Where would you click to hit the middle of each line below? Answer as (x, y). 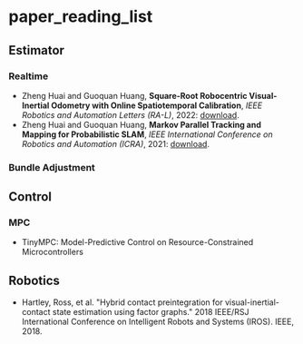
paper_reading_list (81, 17)
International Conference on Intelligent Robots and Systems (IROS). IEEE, (157, 322)
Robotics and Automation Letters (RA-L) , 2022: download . (130, 114)
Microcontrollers (52, 252)
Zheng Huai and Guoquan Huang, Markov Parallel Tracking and (142, 124)
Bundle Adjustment (52, 167)
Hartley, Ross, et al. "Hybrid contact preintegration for (122, 302)
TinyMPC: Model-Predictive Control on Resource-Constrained (137, 242)
